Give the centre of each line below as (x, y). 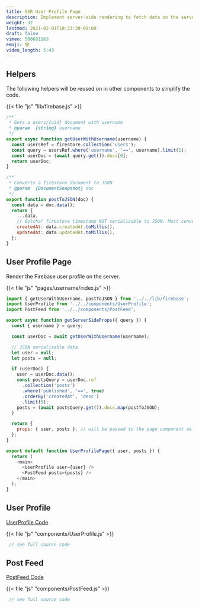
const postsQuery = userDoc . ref (57, 380)
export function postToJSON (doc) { (50, 199)
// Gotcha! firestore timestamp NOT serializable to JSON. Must (98, 222)
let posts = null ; (34, 358)
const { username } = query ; (47, 326)
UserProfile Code (27, 522)
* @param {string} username (45, 128)
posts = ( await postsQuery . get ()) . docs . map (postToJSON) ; (89, 407)
